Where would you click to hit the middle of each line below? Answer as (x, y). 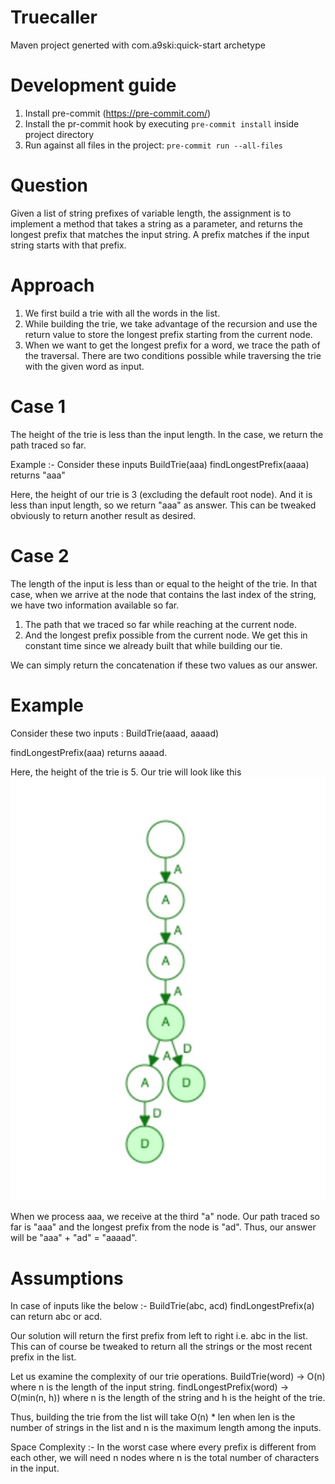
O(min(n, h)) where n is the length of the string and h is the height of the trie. (168, 1398)
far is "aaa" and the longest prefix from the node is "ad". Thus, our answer (163, 1227)
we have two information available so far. (95, 605)
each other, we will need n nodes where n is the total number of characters (165, 1458)
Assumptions (67, 1278)
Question (49, 185)
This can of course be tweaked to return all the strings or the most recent (161, 1347)
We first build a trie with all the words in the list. (122, 313)
